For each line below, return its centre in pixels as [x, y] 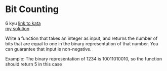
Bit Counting [32, 9]
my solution [17, 28]
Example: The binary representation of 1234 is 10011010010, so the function [84, 58]
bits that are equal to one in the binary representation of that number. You [82, 43]
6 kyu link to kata [23, 23]
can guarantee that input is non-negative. [49, 49]
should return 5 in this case [34, 64]
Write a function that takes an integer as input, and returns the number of [81, 38]
